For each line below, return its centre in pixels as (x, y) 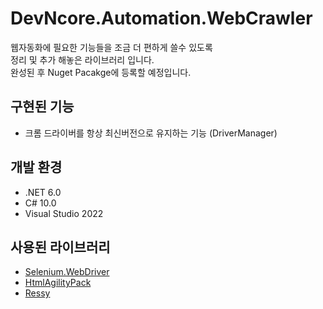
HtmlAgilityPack (58, 283)
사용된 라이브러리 (60, 247)
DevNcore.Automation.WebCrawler (161, 18)
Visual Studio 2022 (64, 213)
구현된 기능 (42, 107)
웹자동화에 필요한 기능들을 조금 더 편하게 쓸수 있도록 (111, 47)
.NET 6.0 (43, 192)
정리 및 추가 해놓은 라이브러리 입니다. (82, 59)
